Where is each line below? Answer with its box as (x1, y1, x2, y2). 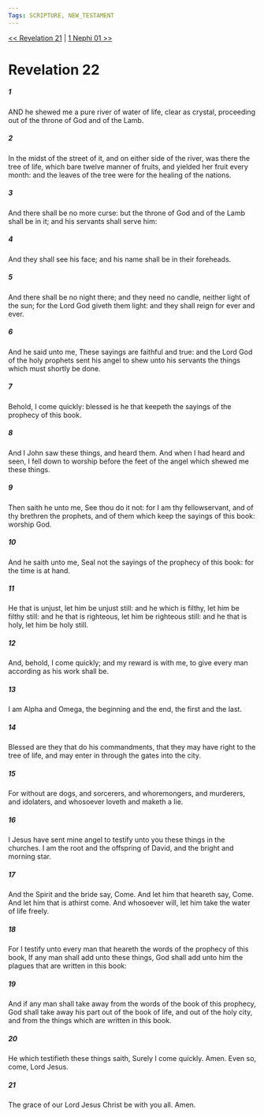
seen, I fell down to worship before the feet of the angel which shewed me (8, 456, 250, 466)
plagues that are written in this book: (8, 961, 128, 970)
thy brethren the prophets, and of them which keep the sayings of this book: (8, 511, 255, 520)
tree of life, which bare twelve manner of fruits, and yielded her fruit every (8, 162, 248, 171)
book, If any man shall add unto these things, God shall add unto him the (8, 953, 244, 962)
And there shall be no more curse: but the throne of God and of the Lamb (8, 208, 246, 218)
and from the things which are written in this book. (8, 1016, 172, 1026)
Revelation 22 (8, 61, 100, 79)
